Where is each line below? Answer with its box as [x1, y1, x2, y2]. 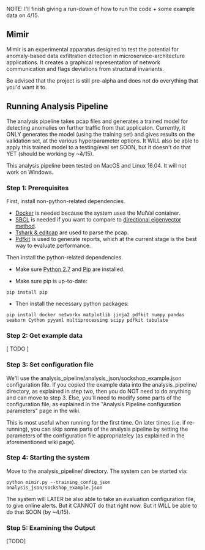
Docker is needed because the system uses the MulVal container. [15, 209, 181, 217]
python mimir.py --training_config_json [6, 479, 111, 485]
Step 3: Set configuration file [6, 360, 94, 369]
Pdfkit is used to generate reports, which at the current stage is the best [15, 235, 197, 242]
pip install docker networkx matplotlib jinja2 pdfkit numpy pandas [6, 311, 185, 318]
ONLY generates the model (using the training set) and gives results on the [6, 130, 195, 138]
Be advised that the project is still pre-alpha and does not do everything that [6, 76, 198, 84]
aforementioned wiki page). [6, 438, 76, 445]
